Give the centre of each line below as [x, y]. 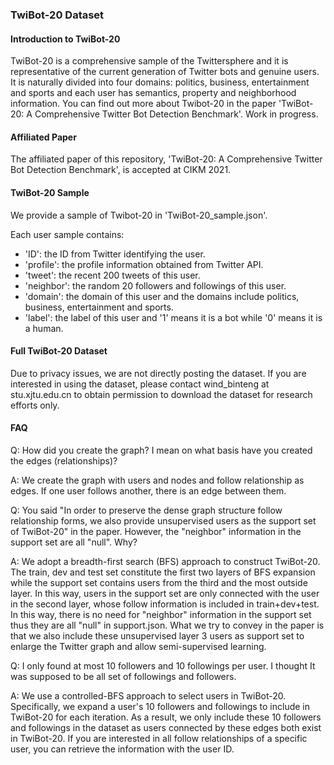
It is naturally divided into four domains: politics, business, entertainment [160, 82]
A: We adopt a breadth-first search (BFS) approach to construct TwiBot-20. [165, 561]
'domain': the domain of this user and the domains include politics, [162, 296]
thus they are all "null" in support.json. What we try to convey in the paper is [167, 625]
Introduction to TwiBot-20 [65, 39]
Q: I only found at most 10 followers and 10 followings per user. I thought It [163, 665]
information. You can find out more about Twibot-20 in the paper [143, 104]
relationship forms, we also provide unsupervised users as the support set [163, 520]
